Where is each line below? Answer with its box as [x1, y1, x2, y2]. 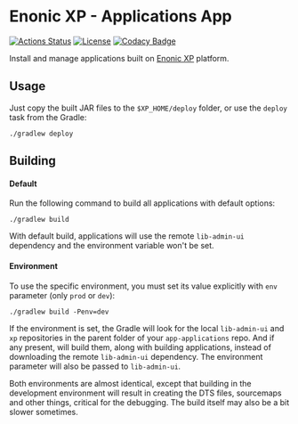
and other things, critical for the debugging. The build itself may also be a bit [9, 396, 290, 407]
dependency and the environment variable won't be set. [9, 241, 215, 251]
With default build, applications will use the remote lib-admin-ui [9, 231, 245, 241]
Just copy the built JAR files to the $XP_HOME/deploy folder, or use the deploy [9, 102, 287, 113]
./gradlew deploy [9, 129, 74, 138]
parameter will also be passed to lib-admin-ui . [9, 361, 181, 371]
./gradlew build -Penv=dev [9, 307, 109, 316]
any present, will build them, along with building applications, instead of [9, 341, 271, 353]
